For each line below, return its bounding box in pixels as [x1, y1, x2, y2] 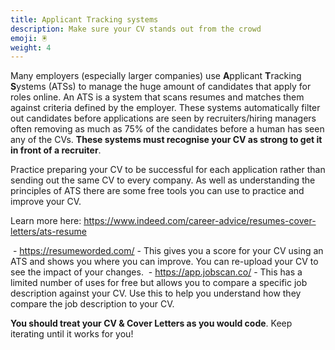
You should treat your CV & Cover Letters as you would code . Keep [10, 317, 293, 330]
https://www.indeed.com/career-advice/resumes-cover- [83, 215, 317, 227]
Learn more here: [10, 215, 82, 227]
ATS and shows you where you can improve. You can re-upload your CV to [10, 256, 319, 268]
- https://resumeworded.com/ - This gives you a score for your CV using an [12, 245, 324, 257]
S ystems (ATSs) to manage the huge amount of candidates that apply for [10, 81, 312, 93]
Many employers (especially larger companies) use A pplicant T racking [10, 70, 302, 82]
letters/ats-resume [10, 226, 87, 238]
